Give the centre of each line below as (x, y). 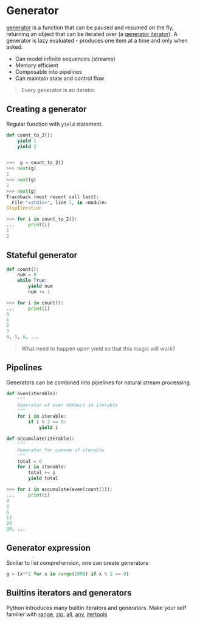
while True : (32, 281)
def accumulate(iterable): (40, 439)
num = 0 (27, 275)
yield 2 (27, 146)
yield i (49, 428)
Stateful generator (42, 255)
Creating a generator (47, 109)
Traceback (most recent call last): (53, 197)
